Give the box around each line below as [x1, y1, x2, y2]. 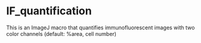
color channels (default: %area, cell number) [6, 30, 117, 37]
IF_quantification [6, 4, 92, 18]
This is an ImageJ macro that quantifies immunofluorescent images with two [6, 24, 195, 31]
